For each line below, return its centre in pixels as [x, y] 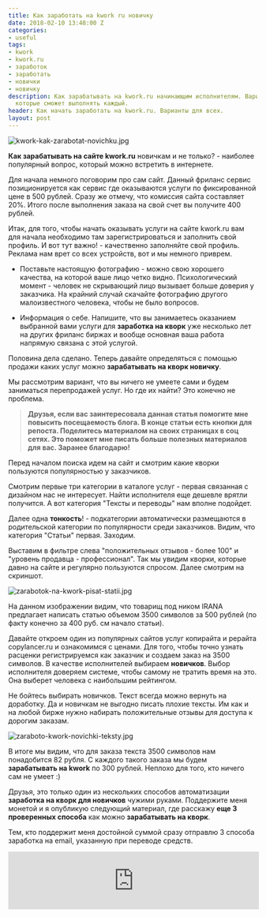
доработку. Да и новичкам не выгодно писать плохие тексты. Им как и [128, 704]
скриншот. [26, 575]
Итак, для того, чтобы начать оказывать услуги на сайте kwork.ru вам [126, 228]
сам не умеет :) [34, 776]
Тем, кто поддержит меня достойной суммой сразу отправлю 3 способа [131, 832]
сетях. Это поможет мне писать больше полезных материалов [137, 439]
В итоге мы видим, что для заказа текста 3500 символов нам [112, 751]
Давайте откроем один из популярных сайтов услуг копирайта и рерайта [132, 638]
